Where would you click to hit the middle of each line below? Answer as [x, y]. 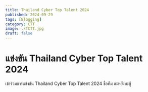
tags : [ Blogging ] [23, 19]
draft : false [19, 33]
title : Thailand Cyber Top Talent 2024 [47, 10]
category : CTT [20, 24]
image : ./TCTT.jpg [24, 29]
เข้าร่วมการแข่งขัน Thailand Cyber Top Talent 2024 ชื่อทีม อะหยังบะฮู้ [68, 83]
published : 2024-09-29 [29, 15]
